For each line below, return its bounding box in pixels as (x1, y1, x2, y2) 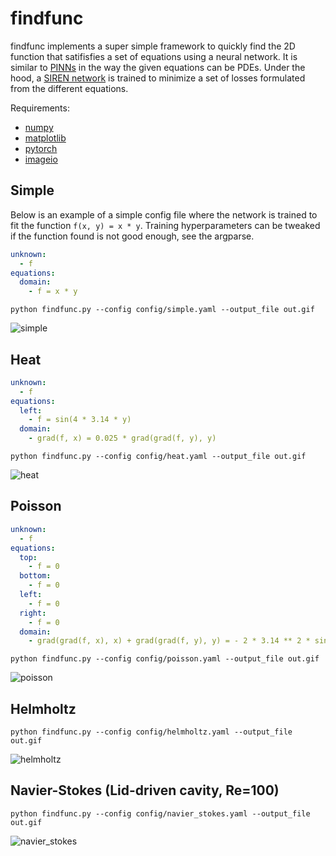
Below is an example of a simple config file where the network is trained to (10, 208, 318, 221)
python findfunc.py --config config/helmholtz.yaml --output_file (10, 727, 293, 737)
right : (19, 608, 47, 618)
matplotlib (24, 132, 67, 144)
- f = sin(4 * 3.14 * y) (28, 415, 132, 425)
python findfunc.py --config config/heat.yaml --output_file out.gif (10, 452, 307, 462)
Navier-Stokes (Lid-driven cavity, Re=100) (10, 782, 280, 799)
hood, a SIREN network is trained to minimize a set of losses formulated (10, 72, 306, 84)
